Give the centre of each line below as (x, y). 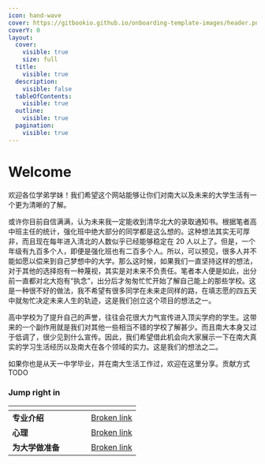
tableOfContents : (44, 96)
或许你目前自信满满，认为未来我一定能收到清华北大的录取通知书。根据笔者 (129, 221)
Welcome (40, 172)
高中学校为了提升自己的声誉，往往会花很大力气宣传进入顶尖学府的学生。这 (129, 317)
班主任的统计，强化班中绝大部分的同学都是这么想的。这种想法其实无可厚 (132, 231)
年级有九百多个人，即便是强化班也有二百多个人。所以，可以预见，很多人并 (129, 251)
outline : (30, 111)
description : (37, 81)
